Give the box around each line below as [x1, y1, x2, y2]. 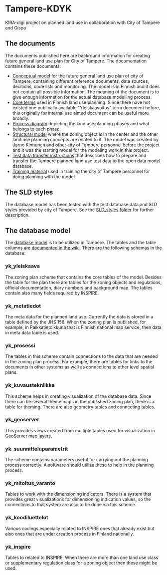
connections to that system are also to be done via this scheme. [5, 502, 137, 508]
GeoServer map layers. [5, 433, 52, 439]
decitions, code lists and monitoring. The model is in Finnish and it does [12, 83, 160, 89]
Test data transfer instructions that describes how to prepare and [12, 152, 147, 158]
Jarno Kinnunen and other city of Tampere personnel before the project [12, 142, 160, 148]
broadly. [12, 115, 30, 121]
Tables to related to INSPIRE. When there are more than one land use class [5, 555, 159, 561]
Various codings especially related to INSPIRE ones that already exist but [5, 525, 155, 532]
